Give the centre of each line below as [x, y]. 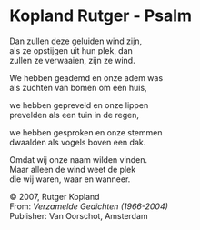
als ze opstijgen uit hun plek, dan [71, 50]
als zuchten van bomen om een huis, [78, 87]
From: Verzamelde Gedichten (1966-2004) [89, 206]
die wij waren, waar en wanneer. [70, 179]
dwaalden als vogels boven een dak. [78, 142]
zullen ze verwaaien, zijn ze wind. [72, 60]
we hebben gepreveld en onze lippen [79, 105]
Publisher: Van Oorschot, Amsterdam [79, 215]
